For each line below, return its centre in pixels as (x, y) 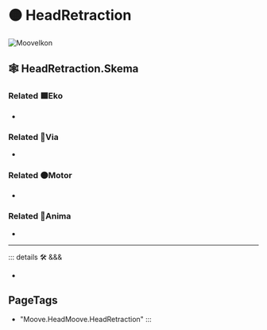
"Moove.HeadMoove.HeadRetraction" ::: (86, 320)
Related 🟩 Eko (36, 96)
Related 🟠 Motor (41, 175)
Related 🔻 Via (33, 137)
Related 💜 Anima (40, 216)
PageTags (33, 300)
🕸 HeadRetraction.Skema (74, 69)
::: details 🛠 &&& (35, 257)
